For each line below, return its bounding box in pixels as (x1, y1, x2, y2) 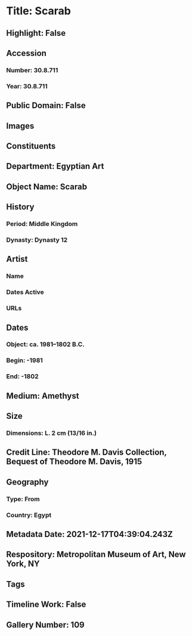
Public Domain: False (6, 100, 86, 111)
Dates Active (6, 288, 45, 297)
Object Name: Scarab (6, 181, 88, 192)
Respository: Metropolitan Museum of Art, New (6, 549, 186, 560)
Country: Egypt (6, 511, 52, 519)
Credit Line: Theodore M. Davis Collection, (6, 447, 167, 458)
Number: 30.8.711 (6, 66, 58, 74)
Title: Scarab (6, 4, 72, 18)
